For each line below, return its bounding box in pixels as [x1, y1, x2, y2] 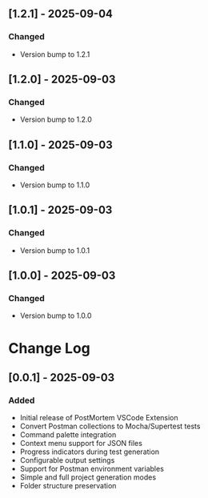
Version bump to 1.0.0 [19, 311, 92, 320]
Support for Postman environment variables [19, 464, 164, 474]
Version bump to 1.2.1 [19, 49, 90, 59]
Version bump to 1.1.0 [19, 180, 90, 190]
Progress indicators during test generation [19, 447, 160, 456]
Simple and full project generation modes [19, 472, 157, 482]
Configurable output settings [19, 456, 115, 465]
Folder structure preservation [19, 481, 117, 491]
